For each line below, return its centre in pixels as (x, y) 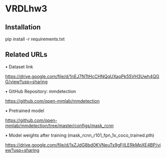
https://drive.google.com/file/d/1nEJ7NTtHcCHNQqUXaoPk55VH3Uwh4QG (82, 76)
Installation (23, 27)
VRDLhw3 (26, 9)
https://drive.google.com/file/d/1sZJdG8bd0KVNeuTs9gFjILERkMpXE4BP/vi (83, 145)
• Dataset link (19, 67)
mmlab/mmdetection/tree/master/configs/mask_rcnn (59, 126)
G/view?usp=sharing (26, 81)
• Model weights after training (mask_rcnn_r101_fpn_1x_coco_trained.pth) (80, 135)
